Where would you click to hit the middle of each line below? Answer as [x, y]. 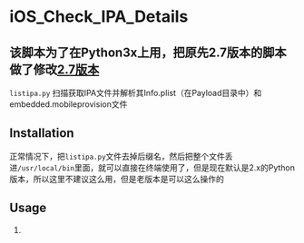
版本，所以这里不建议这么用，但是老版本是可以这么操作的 [117, 179]
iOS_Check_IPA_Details [99, 17]
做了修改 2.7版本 [54, 69]
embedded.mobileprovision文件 [69, 104]
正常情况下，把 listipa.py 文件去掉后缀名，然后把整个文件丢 [121, 156]
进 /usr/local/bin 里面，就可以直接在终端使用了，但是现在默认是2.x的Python [152, 167]
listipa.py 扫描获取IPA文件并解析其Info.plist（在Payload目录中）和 [136, 93]
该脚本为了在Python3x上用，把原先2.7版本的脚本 [148, 52]
